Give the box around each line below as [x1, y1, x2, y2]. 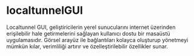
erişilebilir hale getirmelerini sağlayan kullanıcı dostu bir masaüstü [6, 30, 171, 37]
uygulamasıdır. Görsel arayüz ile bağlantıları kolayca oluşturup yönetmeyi [6, 36, 189, 43]
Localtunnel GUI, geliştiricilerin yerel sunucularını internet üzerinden [6, 23, 176, 31]
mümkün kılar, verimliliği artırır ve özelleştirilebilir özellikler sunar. [6, 43, 169, 50]
